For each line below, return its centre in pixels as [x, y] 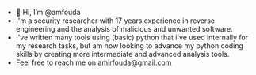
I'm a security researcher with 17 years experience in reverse [115, 21]
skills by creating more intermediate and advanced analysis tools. [122, 54]
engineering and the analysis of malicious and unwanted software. [124, 29]
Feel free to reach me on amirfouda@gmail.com [94, 62]
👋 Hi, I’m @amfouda [48, 12]
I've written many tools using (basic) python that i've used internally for [132, 37]
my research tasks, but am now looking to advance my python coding [130, 46]
